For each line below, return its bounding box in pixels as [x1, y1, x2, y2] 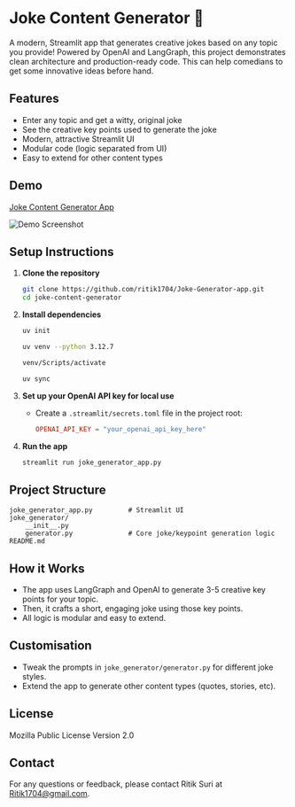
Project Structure [9, 482, 106, 497]
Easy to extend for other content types [21, 152, 164, 163]
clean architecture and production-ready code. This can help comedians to [9, 56, 283, 66]
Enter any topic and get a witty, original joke [21, 114, 182, 125]
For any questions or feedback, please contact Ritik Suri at [9, 779, 223, 789]
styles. [21, 671, 47, 681]
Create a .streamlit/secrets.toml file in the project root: [35, 407, 244, 418]
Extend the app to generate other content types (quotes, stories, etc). [21, 680, 276, 691]
